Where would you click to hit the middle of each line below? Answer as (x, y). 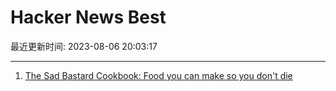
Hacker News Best (88, 17)
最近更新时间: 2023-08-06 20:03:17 (84, 46)
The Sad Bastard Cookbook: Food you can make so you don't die (158, 75)
